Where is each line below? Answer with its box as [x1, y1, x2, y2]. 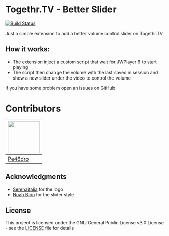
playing [12, 64, 29, 70]
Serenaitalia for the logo [12, 186, 63, 192]
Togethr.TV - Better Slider [5, 4, 117, 15]
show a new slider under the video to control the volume [12, 75, 131, 81]
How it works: [5, 45, 50, 54]
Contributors [5, 102, 61, 114]
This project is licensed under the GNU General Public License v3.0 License [5, 220, 164, 226]
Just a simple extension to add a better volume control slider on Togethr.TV [5, 30, 163, 36]
